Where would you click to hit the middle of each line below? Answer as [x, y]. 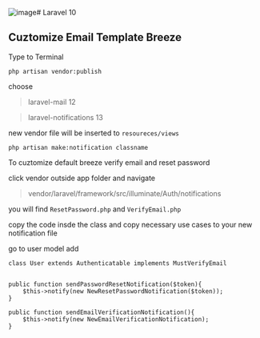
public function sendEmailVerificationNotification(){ [102, 312]
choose [21, 86]
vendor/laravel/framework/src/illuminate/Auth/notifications [124, 193]
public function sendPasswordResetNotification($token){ [105, 284]
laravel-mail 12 [52, 102]
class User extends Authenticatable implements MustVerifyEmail [118, 263]
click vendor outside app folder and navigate [82, 178]
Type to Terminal [36, 57]
